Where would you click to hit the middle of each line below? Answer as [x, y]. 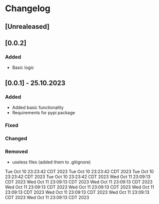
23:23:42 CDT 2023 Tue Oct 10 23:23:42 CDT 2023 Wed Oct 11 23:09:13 [78, 177]
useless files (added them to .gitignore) [51, 162]
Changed [16, 138]
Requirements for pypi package [44, 112]
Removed [17, 151]
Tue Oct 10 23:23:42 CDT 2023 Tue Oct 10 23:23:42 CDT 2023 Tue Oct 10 [79, 172]
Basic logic [23, 68]
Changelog [28, 9]
